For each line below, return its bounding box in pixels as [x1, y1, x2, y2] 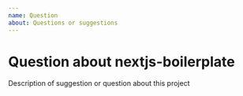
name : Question [8, 11, 58, 20]
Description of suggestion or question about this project [8, 79, 190, 88]
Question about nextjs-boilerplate [8, 53, 235, 71]
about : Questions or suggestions [8, 19, 118, 27]
